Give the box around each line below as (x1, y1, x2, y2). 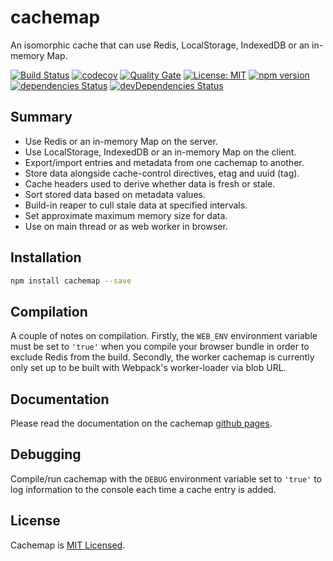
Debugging (10, 446, 82, 463)
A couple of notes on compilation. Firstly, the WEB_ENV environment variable (10, 330, 318, 342)
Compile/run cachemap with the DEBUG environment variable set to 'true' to (10, 472, 322, 485)
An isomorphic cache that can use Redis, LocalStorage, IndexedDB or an (10, 39, 310, 51)
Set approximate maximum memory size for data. (24, 209, 228, 221)
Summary (10, 109, 73, 126)
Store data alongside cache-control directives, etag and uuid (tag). (24, 167, 300, 179)
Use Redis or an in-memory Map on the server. (24, 135, 218, 147)
